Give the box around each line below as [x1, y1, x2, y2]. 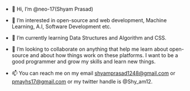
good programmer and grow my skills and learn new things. [11, 58, 156, 65]
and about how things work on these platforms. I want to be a [29, 52, 178, 58]
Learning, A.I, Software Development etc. [11, 23, 111, 30]
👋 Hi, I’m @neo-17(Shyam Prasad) [11, 6, 94, 12]
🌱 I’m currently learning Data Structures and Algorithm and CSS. [11, 34, 167, 41]
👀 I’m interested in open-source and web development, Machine [11, 17, 167, 23]
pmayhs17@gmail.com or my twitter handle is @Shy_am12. [11, 78, 153, 85]
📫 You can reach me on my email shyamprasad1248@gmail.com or [11, 70, 176, 76]
